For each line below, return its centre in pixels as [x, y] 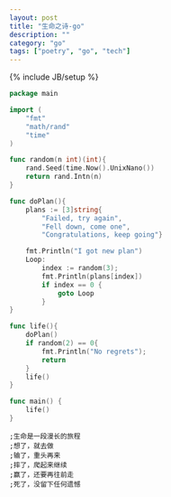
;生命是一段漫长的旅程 [45, 436]
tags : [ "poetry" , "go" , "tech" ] [70, 52]
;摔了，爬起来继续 [38, 465]
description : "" [40, 34]
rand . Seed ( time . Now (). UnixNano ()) [90, 168]
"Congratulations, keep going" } [103, 235]
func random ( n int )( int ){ [58, 160]
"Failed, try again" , [82, 218]
